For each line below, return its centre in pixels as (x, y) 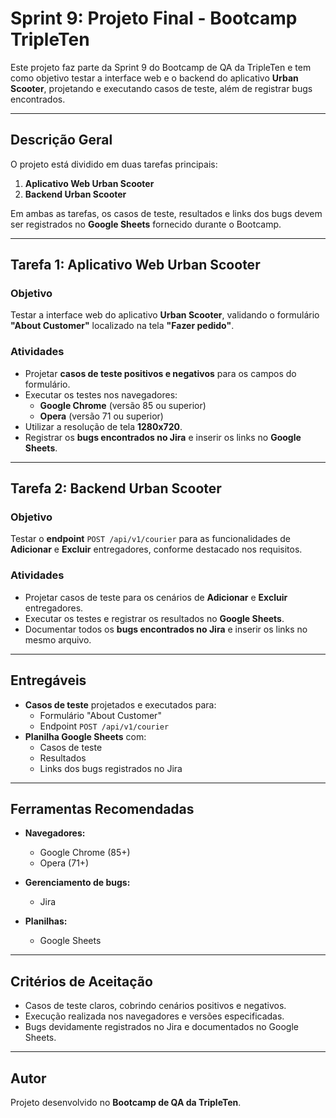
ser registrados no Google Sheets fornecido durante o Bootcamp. (146, 224)
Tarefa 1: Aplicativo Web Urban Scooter (135, 265)
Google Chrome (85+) (85, 853)
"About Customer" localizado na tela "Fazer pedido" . (122, 326)
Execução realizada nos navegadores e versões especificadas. (154, 1016)
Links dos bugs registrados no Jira (111, 768)
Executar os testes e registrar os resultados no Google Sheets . (154, 618)
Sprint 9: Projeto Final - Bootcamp (154, 18)
